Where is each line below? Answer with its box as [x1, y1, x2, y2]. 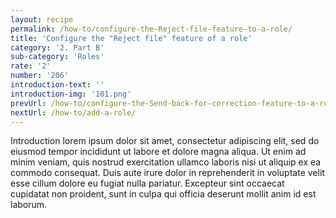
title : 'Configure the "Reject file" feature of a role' [10, 33, 253, 43]
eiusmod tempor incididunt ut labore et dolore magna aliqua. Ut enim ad [10, 146, 307, 158]
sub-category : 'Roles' [10, 52, 105, 62]
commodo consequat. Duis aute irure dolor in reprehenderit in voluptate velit [10, 167, 325, 179]
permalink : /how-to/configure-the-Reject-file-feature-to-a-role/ [10, 24, 293, 34]
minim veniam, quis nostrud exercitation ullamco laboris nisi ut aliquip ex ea [10, 156, 322, 168]
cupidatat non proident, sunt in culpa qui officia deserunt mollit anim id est [10, 188, 317, 200]
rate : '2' [10, 61, 52, 71]
